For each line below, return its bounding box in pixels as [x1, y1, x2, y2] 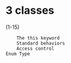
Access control [16, 46, 55, 52]
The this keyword [16, 35, 60, 41]
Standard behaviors [16, 40, 66, 46]
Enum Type [5, 50, 31, 57]
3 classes [5, 4, 55, 17]
